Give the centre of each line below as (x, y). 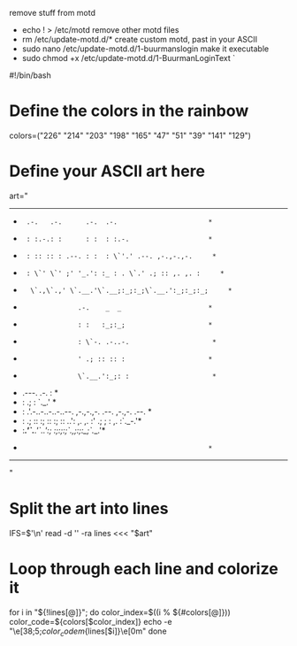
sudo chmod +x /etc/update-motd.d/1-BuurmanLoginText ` (129, 58)
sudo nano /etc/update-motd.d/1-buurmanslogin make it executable (145, 49)
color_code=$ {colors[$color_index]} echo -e (91, 621)
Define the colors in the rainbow (129, 111)
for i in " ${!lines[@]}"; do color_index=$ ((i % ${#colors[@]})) (120, 612)
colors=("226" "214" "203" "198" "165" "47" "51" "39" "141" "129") (130, 135)
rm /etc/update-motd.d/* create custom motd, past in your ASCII (140, 39)
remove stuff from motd (52, 13)
